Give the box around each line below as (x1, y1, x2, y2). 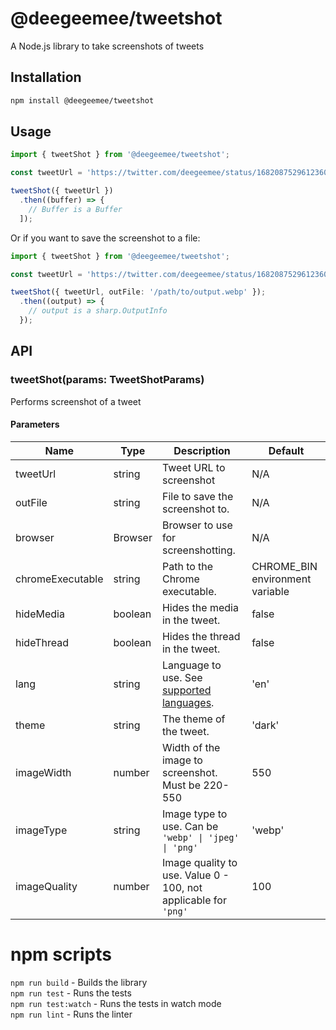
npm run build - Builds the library (10, 976, 148, 988)
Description (173, 443, 231, 457)
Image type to (161, 807, 228, 821)
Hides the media (161, 600, 239, 614)
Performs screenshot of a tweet (10, 395, 142, 407)
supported (161, 683, 212, 697)
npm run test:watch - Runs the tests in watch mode (10, 997, 222, 1009)
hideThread (15, 635, 70, 649)
